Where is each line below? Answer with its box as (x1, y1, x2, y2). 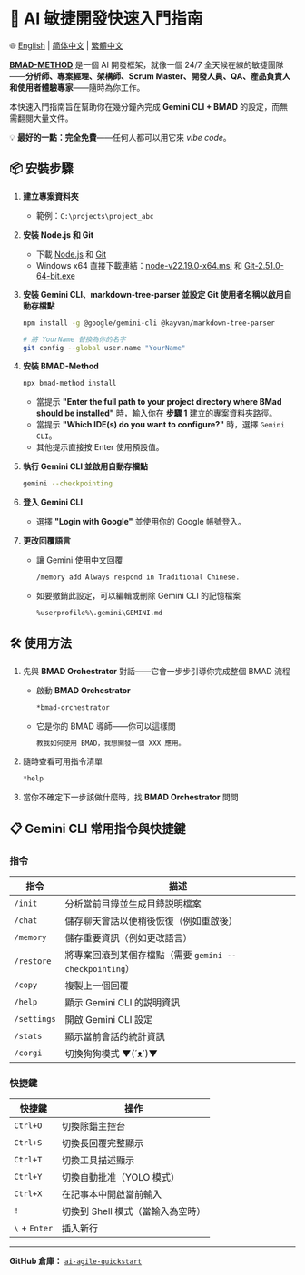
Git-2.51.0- (243, 260, 284, 270)
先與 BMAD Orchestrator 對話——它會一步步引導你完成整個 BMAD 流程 (22, 665, 290, 676)
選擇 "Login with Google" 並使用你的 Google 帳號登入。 (35, 516, 247, 527)
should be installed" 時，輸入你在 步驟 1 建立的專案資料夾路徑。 (35, 407, 278, 418)
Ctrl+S (14, 1138, 43, 1148)
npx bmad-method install (22, 378, 117, 388)
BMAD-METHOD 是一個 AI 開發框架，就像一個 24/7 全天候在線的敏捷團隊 (9, 59, 284, 70)
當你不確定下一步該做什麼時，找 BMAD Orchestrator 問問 (22, 791, 239, 803)
